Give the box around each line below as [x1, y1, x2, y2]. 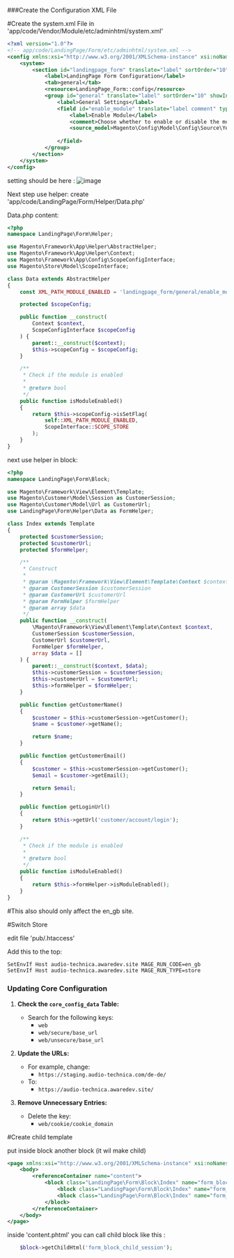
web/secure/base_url [38, 1029, 98, 1036]
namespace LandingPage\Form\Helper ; [7, 230, 114, 238]
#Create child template [7, 1132, 73, 1141]
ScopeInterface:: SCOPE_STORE [44, 424, 130, 431]
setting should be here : [7, 176, 75, 184]
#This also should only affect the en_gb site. [7, 907, 134, 915]
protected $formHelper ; [19, 546, 89, 554]
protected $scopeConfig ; [19, 301, 92, 308]
